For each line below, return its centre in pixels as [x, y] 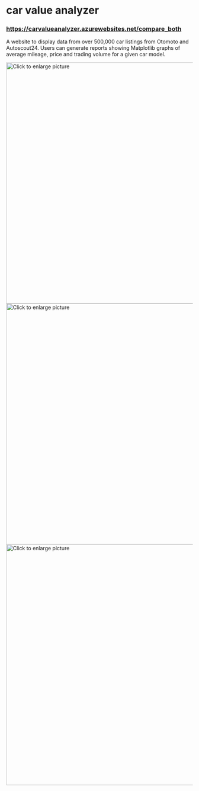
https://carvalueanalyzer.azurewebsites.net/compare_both [94, 29]
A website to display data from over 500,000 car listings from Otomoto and [97, 42]
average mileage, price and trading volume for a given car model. [86, 55]
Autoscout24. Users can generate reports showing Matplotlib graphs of [93, 48]
